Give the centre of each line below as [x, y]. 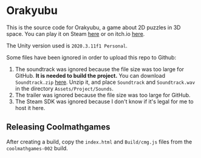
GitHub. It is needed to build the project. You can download [90, 75]
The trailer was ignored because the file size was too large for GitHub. [103, 95]
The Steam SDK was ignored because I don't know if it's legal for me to [104, 101]
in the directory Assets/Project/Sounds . [64, 88]
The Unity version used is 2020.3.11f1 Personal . [67, 46]
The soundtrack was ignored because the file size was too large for [99, 69]
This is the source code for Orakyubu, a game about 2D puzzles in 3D [94, 27]
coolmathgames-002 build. [37, 148]
